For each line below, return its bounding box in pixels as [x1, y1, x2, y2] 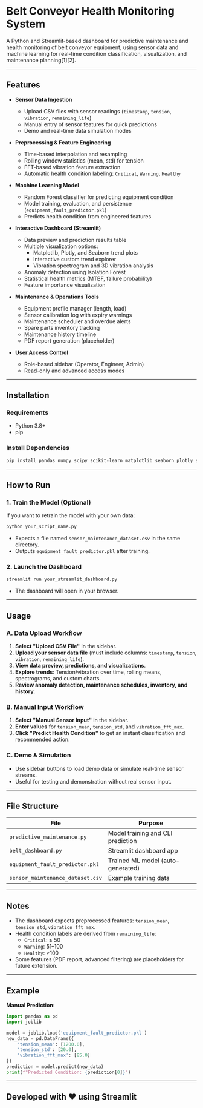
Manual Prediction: [6, 1002, 56, 1009]
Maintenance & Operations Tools [14, 293, 100, 300]
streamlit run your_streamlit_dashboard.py [6, 576, 118, 583]
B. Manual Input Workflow [6, 702, 84, 711]
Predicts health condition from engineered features [24, 212, 152, 220]
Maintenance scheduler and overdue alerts [24, 317, 131, 325]
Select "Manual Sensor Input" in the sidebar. [14, 717, 129, 724]
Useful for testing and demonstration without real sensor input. [14, 777, 172, 785]
